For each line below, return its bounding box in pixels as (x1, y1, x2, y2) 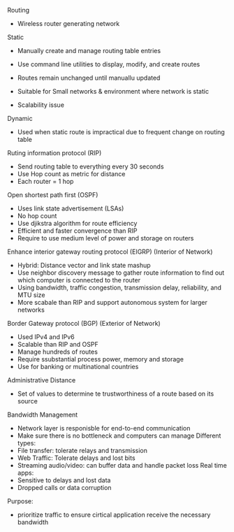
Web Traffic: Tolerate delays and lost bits (17, 454, 136, 462)
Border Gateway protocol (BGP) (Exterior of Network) (7, 319, 161, 327)
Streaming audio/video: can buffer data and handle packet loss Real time (17, 461, 227, 469)
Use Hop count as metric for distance (17, 170, 126, 178)
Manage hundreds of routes (17, 347, 98, 356)
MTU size (17, 291, 45, 299)
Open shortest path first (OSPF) (7, 191, 98, 199)
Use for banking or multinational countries (17, 363, 139, 371)
